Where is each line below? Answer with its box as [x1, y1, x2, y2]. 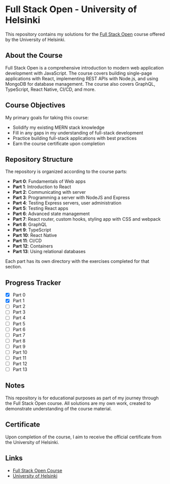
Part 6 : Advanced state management [12, 211, 90, 217]
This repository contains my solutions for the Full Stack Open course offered [5, 31, 165, 37]
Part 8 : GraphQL [12, 222, 47, 228]
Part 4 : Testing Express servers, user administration [12, 200, 122, 206]
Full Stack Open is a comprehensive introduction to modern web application [5, 64, 164, 71]
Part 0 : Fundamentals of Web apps [12, 179, 86, 185]
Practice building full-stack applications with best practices [12, 135, 137, 141]
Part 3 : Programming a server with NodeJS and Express [12, 194, 130, 201]
